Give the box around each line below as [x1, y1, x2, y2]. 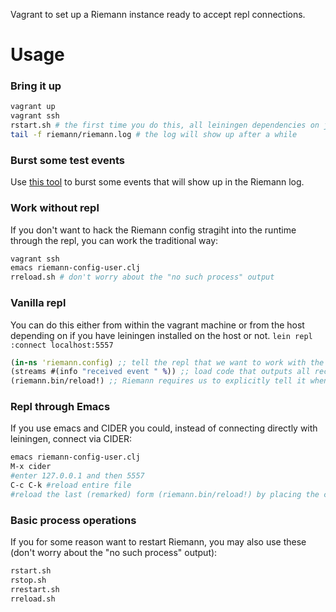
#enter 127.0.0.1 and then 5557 [10, 471, 145, 481]
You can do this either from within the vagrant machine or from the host [10, 319, 305, 331]
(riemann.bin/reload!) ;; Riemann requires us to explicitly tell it [10, 376, 307, 386]
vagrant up [10, 102, 56, 112]
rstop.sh [10, 575, 47, 585]
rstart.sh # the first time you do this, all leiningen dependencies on [10, 120, 320, 131]
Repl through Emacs [10, 400, 111, 414]
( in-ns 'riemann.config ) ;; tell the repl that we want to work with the [10, 357, 325, 368]
